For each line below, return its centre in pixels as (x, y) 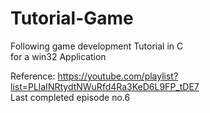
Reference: (33, 76)
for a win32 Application (58, 56)
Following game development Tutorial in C (97, 46)
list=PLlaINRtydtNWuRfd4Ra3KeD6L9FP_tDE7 (105, 86)
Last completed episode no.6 (70, 97)
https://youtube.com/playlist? (118, 76)
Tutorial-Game (72, 18)
